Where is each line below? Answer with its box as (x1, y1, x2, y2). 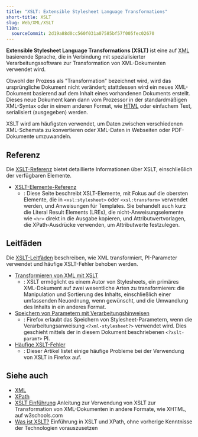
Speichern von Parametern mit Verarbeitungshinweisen (14, 309, 150, 317)
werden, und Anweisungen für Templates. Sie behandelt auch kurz (23, 202, 186, 209)
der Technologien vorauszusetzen (14, 424, 98, 431)
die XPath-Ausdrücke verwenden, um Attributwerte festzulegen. (23, 221, 180, 228)
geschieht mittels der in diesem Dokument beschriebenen (23, 328, 164, 335)
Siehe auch (6, 371, 48, 381)
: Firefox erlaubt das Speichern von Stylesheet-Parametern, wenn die (23, 316, 193, 323)
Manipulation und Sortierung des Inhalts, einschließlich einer (23, 291, 171, 298)
